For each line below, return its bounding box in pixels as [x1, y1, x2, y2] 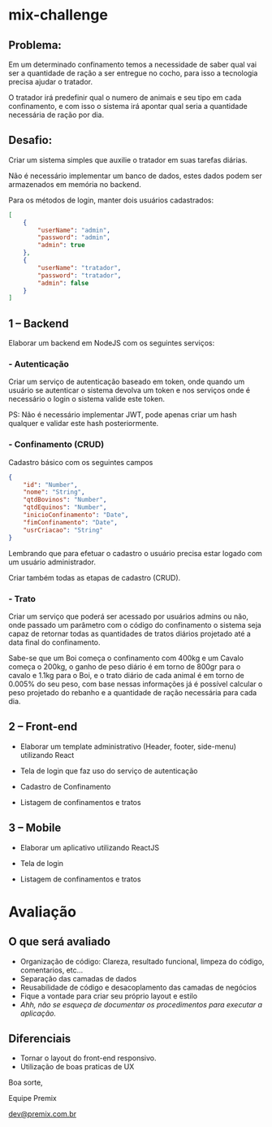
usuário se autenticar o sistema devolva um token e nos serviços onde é [8, 385, 250, 395]
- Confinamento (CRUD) [8, 439, 105, 450]
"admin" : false [37, 279, 89, 287]
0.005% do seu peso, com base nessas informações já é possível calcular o [8, 679, 263, 689]
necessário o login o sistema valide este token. [8, 394, 165, 404]
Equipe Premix [8, 1094, 57, 1103]
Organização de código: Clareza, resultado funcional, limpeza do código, [19, 956, 265, 966]
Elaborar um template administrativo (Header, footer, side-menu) [19, 742, 237, 751]
